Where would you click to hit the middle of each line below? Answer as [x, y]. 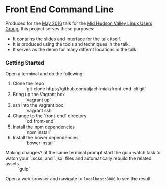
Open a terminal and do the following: [44, 74]
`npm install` [38, 132]
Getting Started [25, 63]
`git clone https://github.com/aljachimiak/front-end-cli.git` [86, 89]
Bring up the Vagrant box [39, 95]
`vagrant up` [38, 100]
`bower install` [40, 143]
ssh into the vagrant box [38, 105]
